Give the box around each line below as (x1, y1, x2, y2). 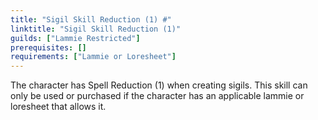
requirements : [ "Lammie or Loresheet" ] (10, 52, 177, 62)
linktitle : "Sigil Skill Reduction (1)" (10, 24, 182, 34)
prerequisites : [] (10, 42, 87, 53)
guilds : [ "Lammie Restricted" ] (10, 33, 141, 43)
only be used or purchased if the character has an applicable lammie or (10, 90, 305, 102)
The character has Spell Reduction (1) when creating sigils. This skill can (10, 79, 308, 91)
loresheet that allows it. (10, 101, 107, 113)
